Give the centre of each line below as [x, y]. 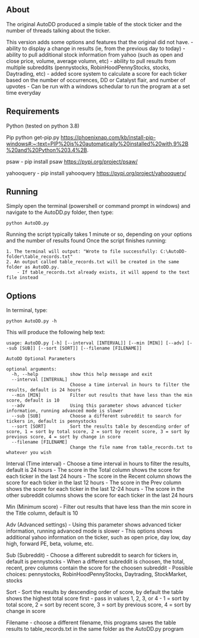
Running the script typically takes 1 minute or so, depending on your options [99, 234]
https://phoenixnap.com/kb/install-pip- [108, 137]
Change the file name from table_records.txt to [131, 447]
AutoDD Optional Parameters [41, 359]
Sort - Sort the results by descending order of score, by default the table [95, 592]
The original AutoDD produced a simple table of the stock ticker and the [94, 24]
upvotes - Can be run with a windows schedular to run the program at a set [98, 86]
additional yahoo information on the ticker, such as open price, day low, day [99, 537]
